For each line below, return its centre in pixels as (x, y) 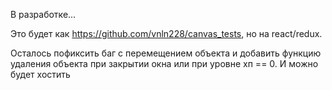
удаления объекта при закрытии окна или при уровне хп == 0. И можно (164, 63)
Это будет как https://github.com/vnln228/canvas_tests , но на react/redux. (166, 33)
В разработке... (43, 14)
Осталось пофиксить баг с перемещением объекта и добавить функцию (166, 53)
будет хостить (40, 74)
